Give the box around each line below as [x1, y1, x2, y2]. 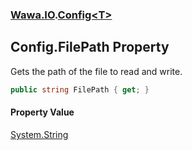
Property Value [10, 106, 75, 118]
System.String [10, 128, 69, 140]
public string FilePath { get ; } [10, 84, 150, 95]
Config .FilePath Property [10, 39, 170, 56]
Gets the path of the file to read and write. [10, 65, 183, 77]
